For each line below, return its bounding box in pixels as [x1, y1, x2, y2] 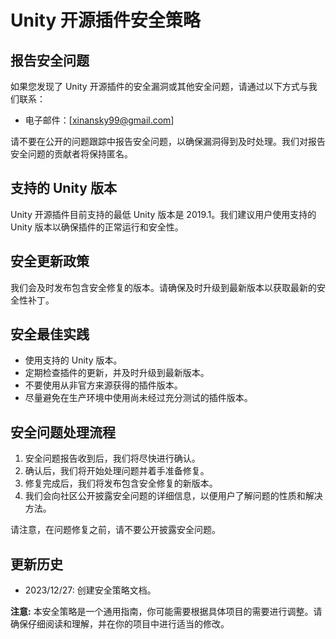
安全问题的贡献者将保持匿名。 [10, 148, 133, 160]
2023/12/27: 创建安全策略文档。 [24, 584, 157, 596]
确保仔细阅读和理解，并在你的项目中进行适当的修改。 [10, 618, 230, 630]
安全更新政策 [10, 253, 90, 270]
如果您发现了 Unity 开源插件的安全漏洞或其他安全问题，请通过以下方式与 [10, 81, 309, 92]
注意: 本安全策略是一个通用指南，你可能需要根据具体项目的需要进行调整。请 [10, 606, 323, 618]
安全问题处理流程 [10, 424, 116, 441]
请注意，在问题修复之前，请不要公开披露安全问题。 [10, 524, 221, 536]
